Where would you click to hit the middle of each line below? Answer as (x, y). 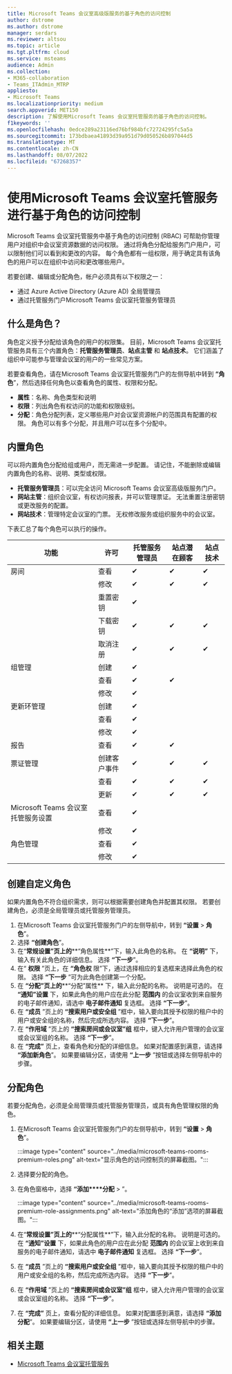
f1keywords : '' (29, 123)
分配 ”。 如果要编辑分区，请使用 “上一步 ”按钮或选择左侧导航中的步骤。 (118, 1321)
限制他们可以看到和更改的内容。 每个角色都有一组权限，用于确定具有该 (114, 253)
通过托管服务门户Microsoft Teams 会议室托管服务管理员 (96, 300)
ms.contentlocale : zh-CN (43, 149)
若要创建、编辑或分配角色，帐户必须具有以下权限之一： (86, 276)
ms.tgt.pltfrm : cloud (38, 53)
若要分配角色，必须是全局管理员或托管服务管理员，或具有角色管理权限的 (110, 1105)
